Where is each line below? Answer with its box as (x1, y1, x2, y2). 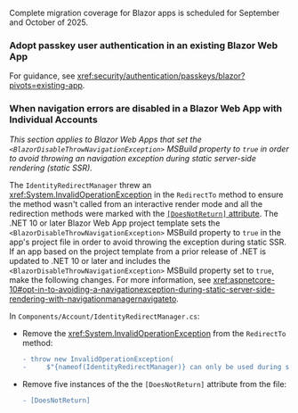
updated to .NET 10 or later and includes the (9, 255, 171, 266)
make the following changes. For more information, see (9, 274, 212, 285)
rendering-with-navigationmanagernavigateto (9, 293, 177, 304)
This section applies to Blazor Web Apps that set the (9, 134, 202, 145)
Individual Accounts (9, 113, 98, 126)
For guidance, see (9, 70, 76, 81)
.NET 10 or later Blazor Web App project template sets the (9, 218, 221, 228)
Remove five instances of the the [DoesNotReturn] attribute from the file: (21, 379, 287, 390)
